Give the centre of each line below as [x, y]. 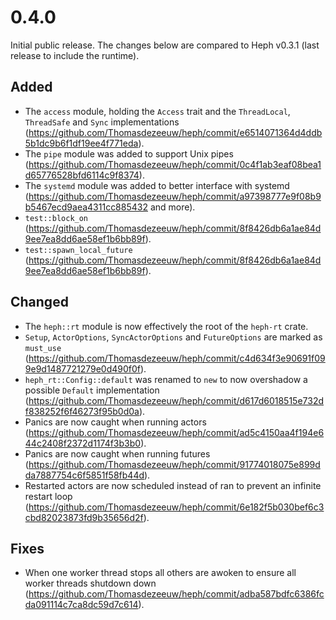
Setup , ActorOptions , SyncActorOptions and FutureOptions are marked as [173, 337]
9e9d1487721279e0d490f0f [82, 368]
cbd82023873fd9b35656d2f [84, 517]
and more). [172, 207]
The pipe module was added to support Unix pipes [129, 153]
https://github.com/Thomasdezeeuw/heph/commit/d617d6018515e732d [176, 400]
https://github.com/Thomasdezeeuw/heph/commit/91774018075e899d [174, 464]
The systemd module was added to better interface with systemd [157, 185]
